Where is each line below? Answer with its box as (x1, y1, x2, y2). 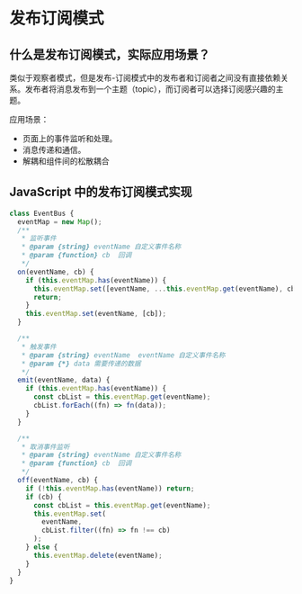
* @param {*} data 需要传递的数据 (21, 359, 141, 368)
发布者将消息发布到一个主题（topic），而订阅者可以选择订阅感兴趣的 (24, 84, 276, 94)
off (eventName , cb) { (17, 476, 99, 485)
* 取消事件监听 (21, 442, 70, 451)
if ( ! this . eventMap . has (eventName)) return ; (25, 483, 195, 493)
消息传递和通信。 (22, 145, 86, 155)
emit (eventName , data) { (17, 375, 111, 385)
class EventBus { (9, 209, 75, 218)
